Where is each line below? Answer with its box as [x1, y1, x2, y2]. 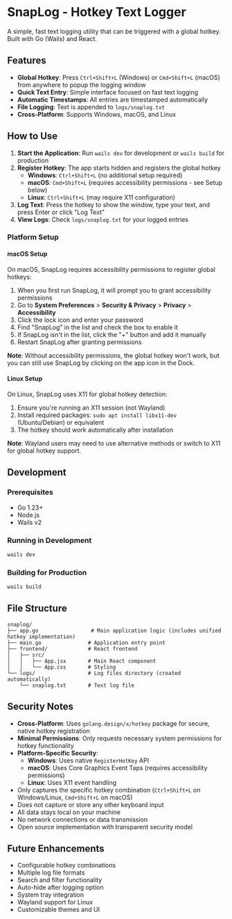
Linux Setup [7, 375, 43, 383]
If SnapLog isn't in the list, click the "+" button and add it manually [17, 330, 206, 339]
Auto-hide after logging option [17, 884, 104, 892]
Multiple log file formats [17, 868, 85, 877]
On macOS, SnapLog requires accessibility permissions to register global [7, 265, 216, 273]
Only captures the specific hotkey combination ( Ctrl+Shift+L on [17, 786, 201, 794]
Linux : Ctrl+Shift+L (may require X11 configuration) [27, 193, 175, 202]
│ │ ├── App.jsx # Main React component [7, 658, 157, 665]
